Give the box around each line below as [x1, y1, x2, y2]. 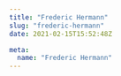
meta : [9, 45, 29, 54]
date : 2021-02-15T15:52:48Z [9, 29, 113, 38]
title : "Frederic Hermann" [9, 12, 109, 22]
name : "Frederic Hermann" [17, 54, 113, 63]
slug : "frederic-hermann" [9, 21, 104, 30]
